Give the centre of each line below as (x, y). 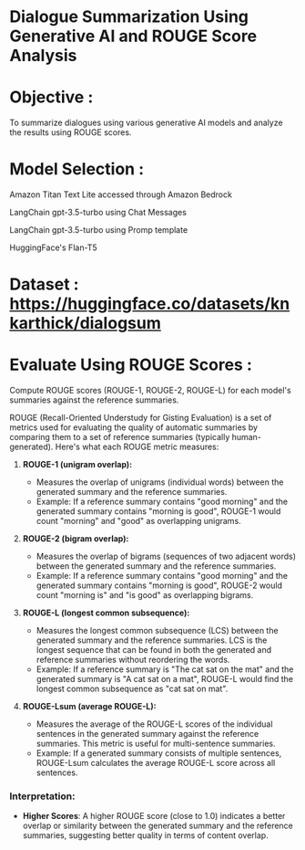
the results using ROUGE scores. (71, 132)
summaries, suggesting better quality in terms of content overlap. (145, 835)
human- (247, 437)
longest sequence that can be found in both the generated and (154, 650)
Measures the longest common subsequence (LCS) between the (158, 631)
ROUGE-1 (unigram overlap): (77, 465)
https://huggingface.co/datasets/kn (150, 304)
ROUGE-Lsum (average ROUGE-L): (89, 707)
